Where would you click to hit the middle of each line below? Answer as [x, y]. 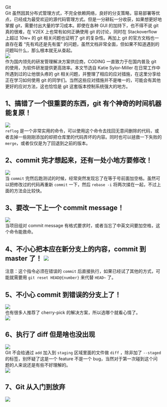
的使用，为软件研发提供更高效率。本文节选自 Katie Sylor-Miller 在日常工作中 [83, 68]
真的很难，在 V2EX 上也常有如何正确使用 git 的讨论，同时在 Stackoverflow [81, 32]
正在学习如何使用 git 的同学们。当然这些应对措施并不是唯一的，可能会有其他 [83, 80]
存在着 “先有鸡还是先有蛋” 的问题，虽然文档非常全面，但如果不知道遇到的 [84, 44]
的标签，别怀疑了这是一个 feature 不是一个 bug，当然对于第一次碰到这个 [79, 359]
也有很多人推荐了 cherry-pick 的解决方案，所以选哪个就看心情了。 [73, 313]
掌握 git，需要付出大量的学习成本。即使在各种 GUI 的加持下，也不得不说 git [82, 25]
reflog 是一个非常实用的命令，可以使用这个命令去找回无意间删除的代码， [80, 131]
